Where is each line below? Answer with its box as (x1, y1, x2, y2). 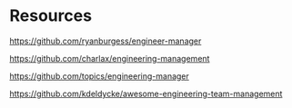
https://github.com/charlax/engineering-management (9, 53, 210, 64)
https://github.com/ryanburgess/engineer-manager (9, 35, 202, 46)
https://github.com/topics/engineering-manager (9, 70, 189, 82)
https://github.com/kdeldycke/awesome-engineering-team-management (9, 88, 283, 99)
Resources (9, 5, 93, 26)
